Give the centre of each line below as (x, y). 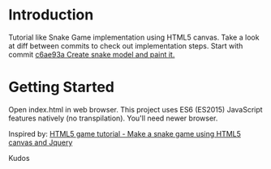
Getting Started (62, 87)
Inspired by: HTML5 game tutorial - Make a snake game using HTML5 (125, 133)
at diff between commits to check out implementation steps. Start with (126, 45)
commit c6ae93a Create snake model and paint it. (92, 54)
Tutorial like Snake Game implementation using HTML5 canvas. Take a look (134, 37)
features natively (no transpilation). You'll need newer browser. (113, 118)
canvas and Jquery (41, 142)
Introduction (51, 15)
